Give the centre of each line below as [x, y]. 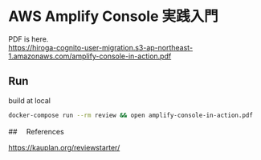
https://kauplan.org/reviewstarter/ [64, 147]
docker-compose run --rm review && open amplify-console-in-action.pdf [130, 115]
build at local [29, 100]
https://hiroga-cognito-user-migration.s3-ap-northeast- [101, 47]
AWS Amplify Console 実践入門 [113, 16]
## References [36, 131]
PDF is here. [29, 39]
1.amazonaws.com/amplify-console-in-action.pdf [90, 56]
